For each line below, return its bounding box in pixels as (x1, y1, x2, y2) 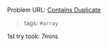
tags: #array (23, 19, 59, 27)
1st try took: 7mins (7, 32, 58, 40)
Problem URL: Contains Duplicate (7, 6, 101, 14)
